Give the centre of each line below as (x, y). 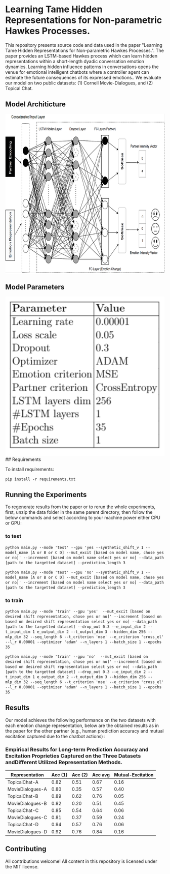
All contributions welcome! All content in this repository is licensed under (81, 861)
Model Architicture (35, 105)
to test (13, 536)
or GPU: (13, 523)
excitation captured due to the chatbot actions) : (55, 736)
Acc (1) (59, 775)
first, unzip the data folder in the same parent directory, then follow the (79, 512)
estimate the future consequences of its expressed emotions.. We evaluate (83, 77)
